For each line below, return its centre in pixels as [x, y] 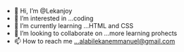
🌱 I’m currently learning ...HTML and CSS [74, 26]
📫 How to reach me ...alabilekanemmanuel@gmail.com [94, 41]
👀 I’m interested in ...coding [54, 18]
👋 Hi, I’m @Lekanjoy [43, 11]
